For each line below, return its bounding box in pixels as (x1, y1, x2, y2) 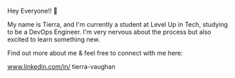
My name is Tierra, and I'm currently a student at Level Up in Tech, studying (7, 20, 228, 28)
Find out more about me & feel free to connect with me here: (7, 49, 183, 57)
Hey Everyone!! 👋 (7, 7, 58, 15)
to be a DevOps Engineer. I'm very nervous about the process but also (7, 28, 212, 36)
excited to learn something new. (7, 35, 100, 44)
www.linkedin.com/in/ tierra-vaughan (7, 63, 116, 70)
